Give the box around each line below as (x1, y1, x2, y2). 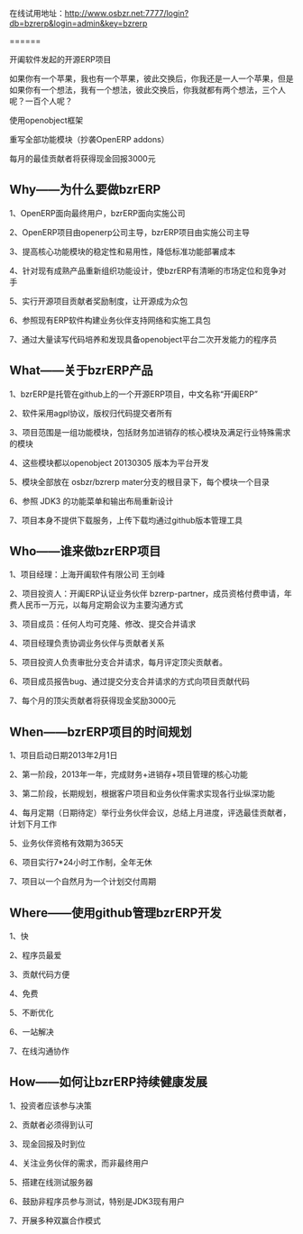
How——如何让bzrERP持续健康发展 (9, 1074, 208, 1090)
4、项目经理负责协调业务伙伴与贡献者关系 (9, 638, 165, 649)
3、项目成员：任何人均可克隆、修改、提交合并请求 (9, 618, 197, 629)
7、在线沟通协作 (9, 1046, 69, 1056)
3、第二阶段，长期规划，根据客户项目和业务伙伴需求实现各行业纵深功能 (9, 788, 275, 800)
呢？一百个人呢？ (9, 96, 73, 106)
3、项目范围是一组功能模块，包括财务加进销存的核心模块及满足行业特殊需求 (9, 426, 291, 437)
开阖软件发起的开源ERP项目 (9, 54, 112, 65)
